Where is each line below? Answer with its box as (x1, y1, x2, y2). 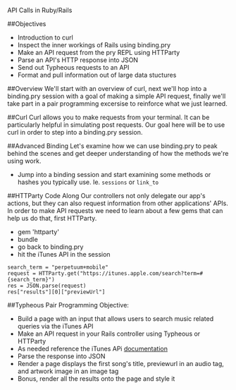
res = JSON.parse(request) (7, 282, 87, 289)
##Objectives (7, 20, 46, 28)
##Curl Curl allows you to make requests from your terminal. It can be (7, 113, 210, 121)
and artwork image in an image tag (17, 367, 119, 375)
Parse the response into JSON (17, 352, 106, 360)
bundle (17, 236, 39, 243)
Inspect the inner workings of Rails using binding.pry (17, 41, 171, 49)
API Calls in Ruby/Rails (7, 6, 73, 14)
